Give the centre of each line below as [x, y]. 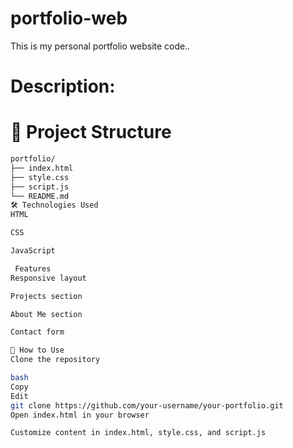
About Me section [46, 314]
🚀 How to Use [37, 350]
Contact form [37, 332]
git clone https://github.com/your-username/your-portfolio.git [147, 405]
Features [33, 268]
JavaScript [33, 251]
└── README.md [40, 196]
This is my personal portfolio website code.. [100, 46]
